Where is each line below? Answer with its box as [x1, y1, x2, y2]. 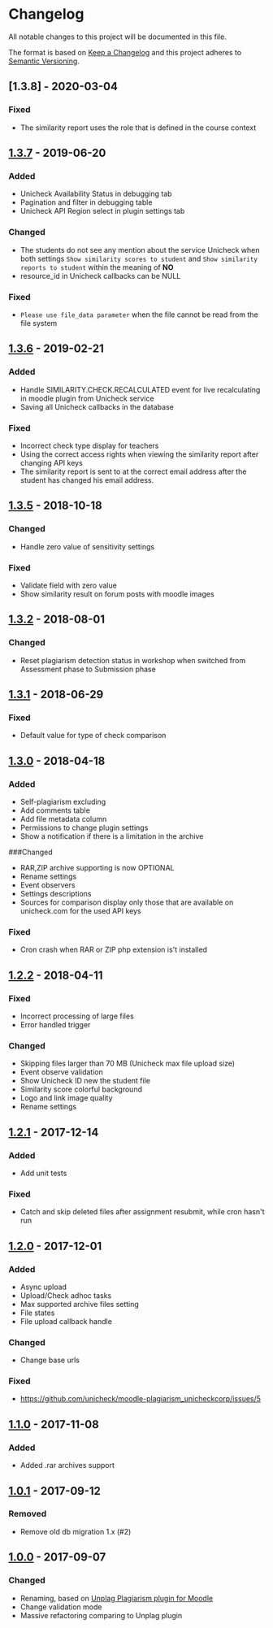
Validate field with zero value [19, 580, 118, 590]
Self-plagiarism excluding [19, 797, 106, 806]
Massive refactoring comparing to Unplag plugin [19, 1610, 183, 1620]
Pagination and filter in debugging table [19, 198, 153, 207]
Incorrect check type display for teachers [19, 441, 159, 450]
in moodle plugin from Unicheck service [19, 393, 154, 403]
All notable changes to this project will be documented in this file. [8, 32, 227, 41]
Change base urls [19, 1355, 80, 1365]
